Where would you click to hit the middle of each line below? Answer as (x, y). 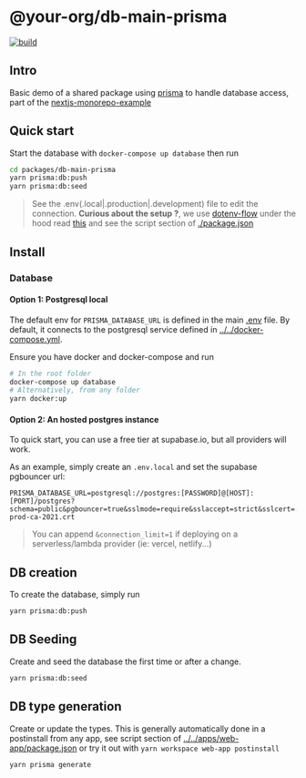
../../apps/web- (211, 738)
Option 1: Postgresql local (59, 300)
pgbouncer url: (37, 476)
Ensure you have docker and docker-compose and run (112, 356)
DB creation (43, 573)
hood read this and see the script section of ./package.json (143, 223)
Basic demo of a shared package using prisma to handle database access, (149, 92)
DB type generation (66, 706)
